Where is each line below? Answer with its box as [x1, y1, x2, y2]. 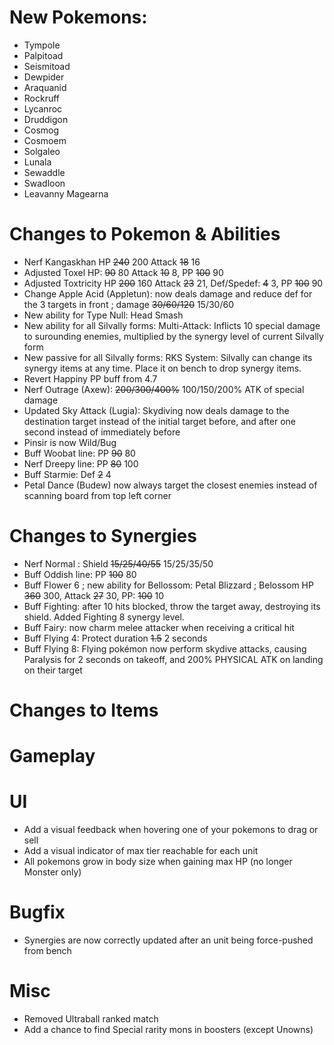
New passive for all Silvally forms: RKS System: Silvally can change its [23, 351, 313, 363]
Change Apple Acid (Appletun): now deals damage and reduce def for [23, 287, 313, 300]
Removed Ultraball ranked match [23, 1013, 159, 1025]
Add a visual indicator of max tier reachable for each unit [23, 845, 259, 857]
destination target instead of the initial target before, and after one [23, 415, 296, 427]
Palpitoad [23, 49, 64, 61]
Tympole [23, 39, 61, 51]
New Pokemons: [9, 6, 148, 29]
